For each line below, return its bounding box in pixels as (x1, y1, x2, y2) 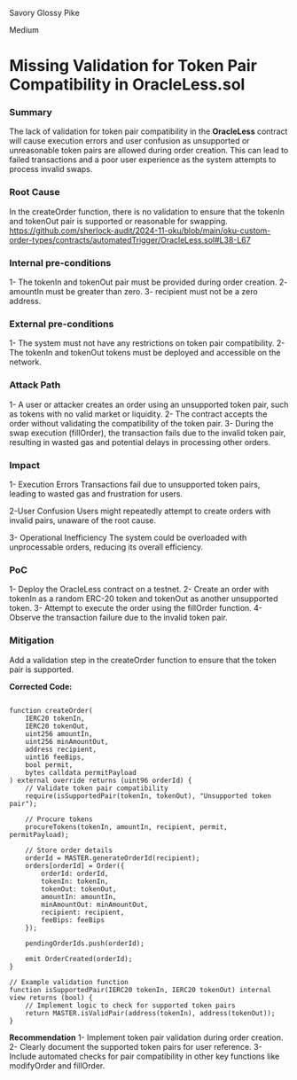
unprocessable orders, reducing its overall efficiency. (9, 541, 204, 552)
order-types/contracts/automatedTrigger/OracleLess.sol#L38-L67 (9, 234, 251, 245)
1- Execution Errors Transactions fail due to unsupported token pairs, (9, 479, 261, 489)
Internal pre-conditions (9, 256, 112, 269)
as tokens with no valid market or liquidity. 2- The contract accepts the (9, 408, 268, 419)
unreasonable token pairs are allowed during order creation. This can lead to (9, 145, 289, 156)
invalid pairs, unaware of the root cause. (9, 514, 157, 526)
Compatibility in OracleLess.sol (9, 74, 246, 95)
